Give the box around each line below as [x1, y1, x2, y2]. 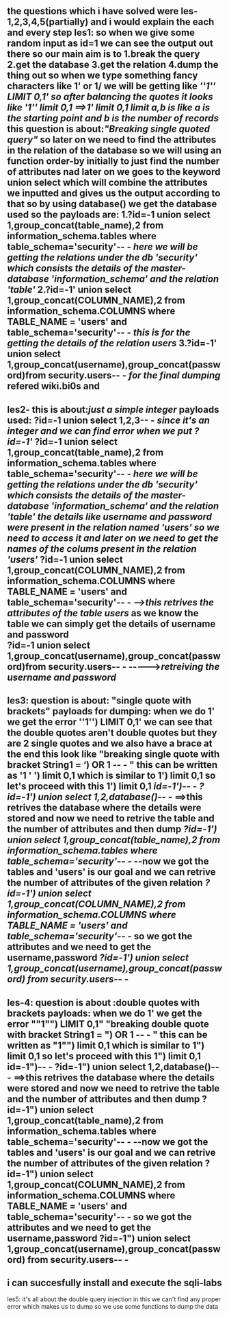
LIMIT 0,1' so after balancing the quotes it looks [7, 91, 213, 103]
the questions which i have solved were [7, 5, 179, 17]
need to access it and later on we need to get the [7, 532, 219, 544]
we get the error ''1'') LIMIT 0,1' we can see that [7, 716, 213, 728]
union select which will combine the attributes [7, 177, 208, 189]
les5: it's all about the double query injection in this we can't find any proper [7, 1295, 221, 1303]
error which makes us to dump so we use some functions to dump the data [7, 1303, 219, 1311]
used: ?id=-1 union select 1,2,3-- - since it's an [7, 414, 211, 426]
